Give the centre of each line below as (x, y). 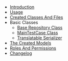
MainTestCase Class (37, 33)
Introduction (22, 7)
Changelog (21, 53)
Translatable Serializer (39, 38)
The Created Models (30, 43)
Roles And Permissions (33, 48)
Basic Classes (24, 22)
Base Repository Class (40, 28)
